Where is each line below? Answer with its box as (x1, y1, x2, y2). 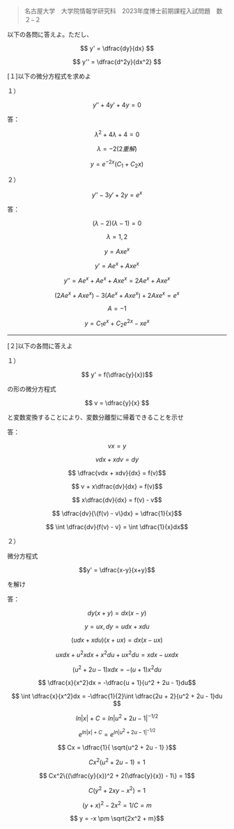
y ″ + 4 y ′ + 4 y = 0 (93, 101, 141, 109)
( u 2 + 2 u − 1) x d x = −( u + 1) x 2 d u (72, 664, 162, 674)
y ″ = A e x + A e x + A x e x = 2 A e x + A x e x (63, 275, 171, 285)
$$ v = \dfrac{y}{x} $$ (84, 398, 150, 406)
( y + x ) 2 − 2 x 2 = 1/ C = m (82, 800, 152, 810)
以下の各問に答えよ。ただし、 (7, 31, 93, 38)
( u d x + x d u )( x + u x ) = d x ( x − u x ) (70, 635, 164, 644)
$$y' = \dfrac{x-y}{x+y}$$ (79, 565, 155, 574)
